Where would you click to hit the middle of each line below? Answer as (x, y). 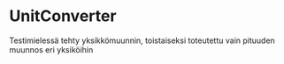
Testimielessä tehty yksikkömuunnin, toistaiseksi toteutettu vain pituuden (142, 40)
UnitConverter (63, 16)
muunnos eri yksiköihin (51, 49)
